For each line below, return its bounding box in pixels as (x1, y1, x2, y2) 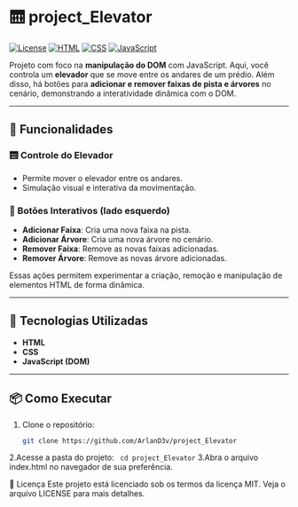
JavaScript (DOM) (21, 356, 90, 367)
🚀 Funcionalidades (9, 122, 114, 138)
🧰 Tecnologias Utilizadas (9, 313, 148, 329)
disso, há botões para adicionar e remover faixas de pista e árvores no (9, 78, 272, 89)
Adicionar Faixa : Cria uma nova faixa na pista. (21, 224, 192, 235)
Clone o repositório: (21, 419, 95, 430)
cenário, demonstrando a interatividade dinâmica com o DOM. (9, 88, 237, 99)
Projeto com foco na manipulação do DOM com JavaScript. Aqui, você (9, 59, 269, 70)
